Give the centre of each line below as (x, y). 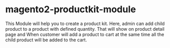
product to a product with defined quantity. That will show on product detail (85, 29)
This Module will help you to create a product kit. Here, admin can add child (85, 23)
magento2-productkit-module (71, 9)
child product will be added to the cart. (46, 40)
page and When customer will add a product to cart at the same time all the (85, 34)
